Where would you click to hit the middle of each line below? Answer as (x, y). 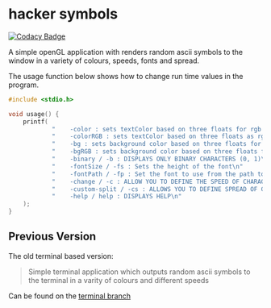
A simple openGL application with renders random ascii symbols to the (126, 52)
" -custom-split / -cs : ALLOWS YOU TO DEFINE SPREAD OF (154, 189)
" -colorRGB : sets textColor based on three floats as (152, 137)
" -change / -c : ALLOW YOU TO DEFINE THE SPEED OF (146, 181)
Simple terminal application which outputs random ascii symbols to (139, 272)
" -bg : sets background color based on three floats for (156, 144)
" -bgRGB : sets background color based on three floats (154, 152)
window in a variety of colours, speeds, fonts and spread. (104, 60)
